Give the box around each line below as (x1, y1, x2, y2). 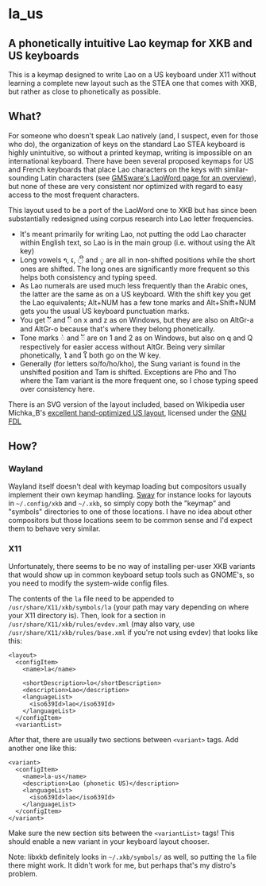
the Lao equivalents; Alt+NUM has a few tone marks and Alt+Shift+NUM (19, 297, 256, 307)
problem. (8, 869, 38, 878)
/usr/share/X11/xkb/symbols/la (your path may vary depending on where (8, 602, 249, 612)
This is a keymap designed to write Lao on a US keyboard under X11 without (8, 70, 256, 79)
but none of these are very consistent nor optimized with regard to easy (8, 181, 244, 191)
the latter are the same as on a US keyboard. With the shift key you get (19, 289, 252, 299)
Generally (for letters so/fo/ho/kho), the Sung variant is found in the (19, 358, 241, 368)
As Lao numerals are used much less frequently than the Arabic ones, (19, 281, 249, 290)
